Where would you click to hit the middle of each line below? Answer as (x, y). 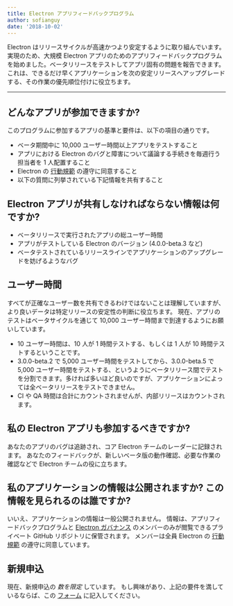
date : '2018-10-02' (35, 26)
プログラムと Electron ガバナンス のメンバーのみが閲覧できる (124, 528)
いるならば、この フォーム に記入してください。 (76, 596)
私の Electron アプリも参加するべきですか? (99, 429)
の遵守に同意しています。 (57, 545)
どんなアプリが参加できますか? (74, 112)
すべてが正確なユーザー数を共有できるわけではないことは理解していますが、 (116, 303)
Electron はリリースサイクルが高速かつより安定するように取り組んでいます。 (116, 47)
